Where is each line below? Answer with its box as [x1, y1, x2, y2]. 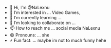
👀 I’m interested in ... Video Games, [9, 10, 80, 15]
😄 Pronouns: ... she [9, 32, 50, 38]
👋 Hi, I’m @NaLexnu [9, 5, 50, 10]
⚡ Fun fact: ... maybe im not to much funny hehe [9, 37, 106, 43]
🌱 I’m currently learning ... [9, 15, 62, 20]
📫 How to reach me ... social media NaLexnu [9, 25, 101, 31]
